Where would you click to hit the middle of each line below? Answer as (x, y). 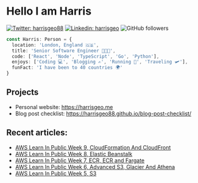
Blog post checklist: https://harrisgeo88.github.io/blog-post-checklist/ (103, 113)
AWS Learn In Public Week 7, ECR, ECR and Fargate (80, 160)
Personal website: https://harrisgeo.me (64, 107)
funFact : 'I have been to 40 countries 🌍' (67, 68)
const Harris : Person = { (39, 39)
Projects (23, 92)
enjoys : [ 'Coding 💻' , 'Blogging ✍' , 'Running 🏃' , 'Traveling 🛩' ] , (100, 62)
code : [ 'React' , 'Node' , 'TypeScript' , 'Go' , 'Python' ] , (86, 56)
